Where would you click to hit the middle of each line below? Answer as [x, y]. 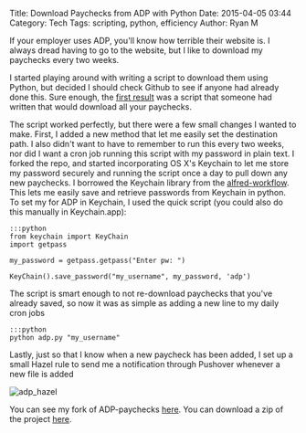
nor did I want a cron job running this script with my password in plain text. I [152, 153]
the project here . [41, 419]
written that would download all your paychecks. [100, 107]
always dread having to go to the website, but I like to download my [136, 50]
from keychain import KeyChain [69, 237]
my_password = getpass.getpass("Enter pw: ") [97, 260]
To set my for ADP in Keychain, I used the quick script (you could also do [146, 202]
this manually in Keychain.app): [68, 212]
